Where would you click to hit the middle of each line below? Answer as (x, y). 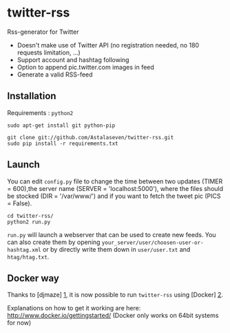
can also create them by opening (54, 242)
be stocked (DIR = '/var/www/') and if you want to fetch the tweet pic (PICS (114, 196)
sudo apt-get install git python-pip (61, 125)
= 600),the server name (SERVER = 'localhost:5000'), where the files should (115, 188)
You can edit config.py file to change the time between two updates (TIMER (115, 181)
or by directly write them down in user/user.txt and (116, 249)
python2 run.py (29, 222)
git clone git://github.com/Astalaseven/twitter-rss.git (91, 137)
